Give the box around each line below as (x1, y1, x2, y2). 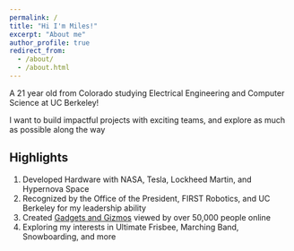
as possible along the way (9, 124, 106, 134)
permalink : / (9, 13, 58, 22)
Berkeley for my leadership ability (22, 203, 146, 213)
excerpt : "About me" (9, 30, 87, 39)
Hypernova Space (22, 183, 90, 194)
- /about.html (17, 64, 70, 73)
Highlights (9, 150, 69, 166)
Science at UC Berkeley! (9, 97, 99, 108)
